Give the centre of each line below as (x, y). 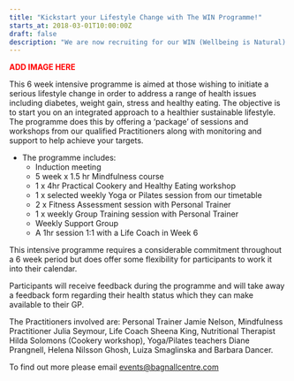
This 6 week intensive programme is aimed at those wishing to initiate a (139, 84)
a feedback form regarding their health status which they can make (132, 295)
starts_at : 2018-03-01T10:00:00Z (71, 26)
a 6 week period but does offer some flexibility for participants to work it (140, 259)
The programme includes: (69, 158)
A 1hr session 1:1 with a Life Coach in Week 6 (117, 233)
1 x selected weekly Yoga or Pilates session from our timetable (148, 195)
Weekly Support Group (77, 224)
